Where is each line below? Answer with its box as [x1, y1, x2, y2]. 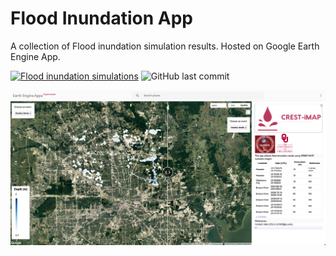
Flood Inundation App [10, 7, 193, 30]
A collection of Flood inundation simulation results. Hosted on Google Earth [10, 40, 320, 52]
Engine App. [10, 50, 61, 62]
